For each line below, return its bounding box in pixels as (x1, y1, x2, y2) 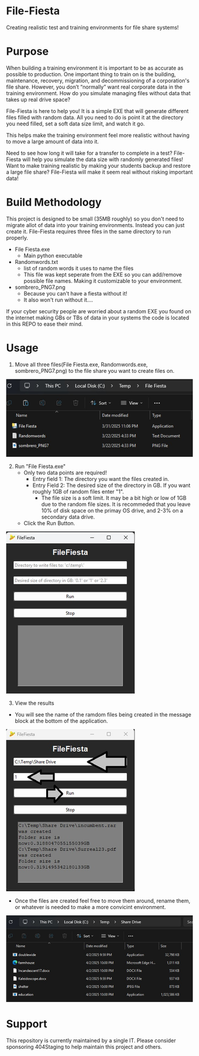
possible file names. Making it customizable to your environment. (23, 277, 182, 284)
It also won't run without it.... (23, 296, 94, 303)
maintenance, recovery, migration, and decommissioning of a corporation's (6, 77, 190, 84)
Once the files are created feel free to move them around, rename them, (14, 897, 191, 904)
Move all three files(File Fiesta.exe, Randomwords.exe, (14, 361, 148, 368)
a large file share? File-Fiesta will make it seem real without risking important (6, 168, 193, 175)
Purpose (6, 45, 49, 58)
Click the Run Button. (23, 520, 75, 527)
